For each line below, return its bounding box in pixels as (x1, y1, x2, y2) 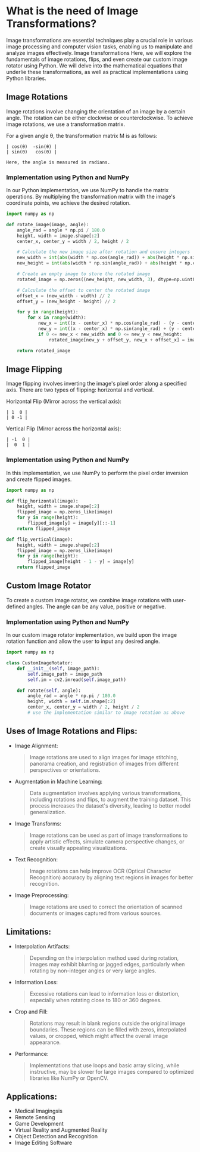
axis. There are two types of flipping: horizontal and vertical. (6, 386, 154, 393)
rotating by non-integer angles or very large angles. (29, 967, 157, 974)
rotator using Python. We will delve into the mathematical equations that (6, 61, 183, 69)
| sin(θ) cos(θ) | (6, 149, 58, 155)
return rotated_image (17, 347, 70, 353)
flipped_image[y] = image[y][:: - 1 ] (27, 520, 116, 526)
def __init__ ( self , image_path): (17, 666, 100, 672)
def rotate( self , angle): (17, 688, 82, 694)
